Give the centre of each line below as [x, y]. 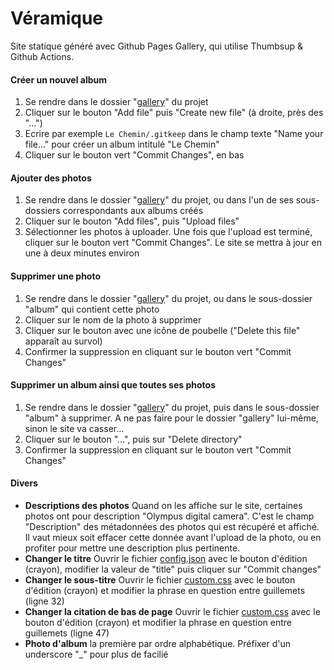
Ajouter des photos [51, 178]
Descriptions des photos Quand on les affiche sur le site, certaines [163, 505]
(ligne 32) [44, 601]
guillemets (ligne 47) [67, 633]
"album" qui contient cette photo [92, 309]
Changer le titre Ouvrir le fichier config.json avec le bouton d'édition [166, 558]
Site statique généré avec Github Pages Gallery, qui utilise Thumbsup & [157, 46]
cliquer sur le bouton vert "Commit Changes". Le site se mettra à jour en [173, 243]
